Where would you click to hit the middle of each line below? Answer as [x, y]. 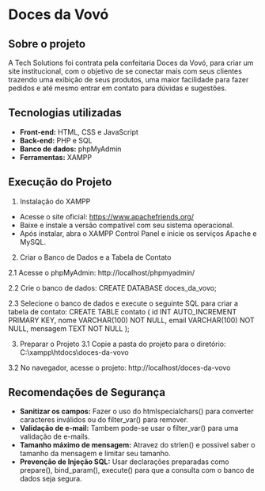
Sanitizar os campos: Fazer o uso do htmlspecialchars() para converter [136, 411]
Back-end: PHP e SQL [56, 140]
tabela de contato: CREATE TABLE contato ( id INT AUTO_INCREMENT [123, 311]
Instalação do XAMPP [55, 201]
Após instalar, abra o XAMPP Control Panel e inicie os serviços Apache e [138, 233]
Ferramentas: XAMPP [56, 157]
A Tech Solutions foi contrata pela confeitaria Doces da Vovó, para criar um [131, 63]
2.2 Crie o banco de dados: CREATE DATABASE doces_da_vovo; [112, 287]
